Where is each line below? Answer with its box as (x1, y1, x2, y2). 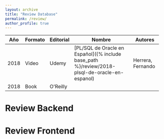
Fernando (133, 63, 155, 70)
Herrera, (133, 57, 152, 64)
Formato (25, 36, 45, 43)
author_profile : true (5, 21, 49, 26)
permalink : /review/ (5, 16, 47, 21)
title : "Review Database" (5, 12, 58, 17)
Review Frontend (5, 125, 75, 136)
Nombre (92, 36, 111, 43)
